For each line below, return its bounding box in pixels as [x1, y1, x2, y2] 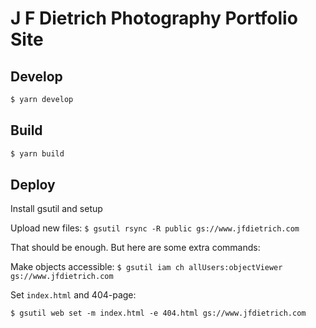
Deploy [10, 176, 56, 193]
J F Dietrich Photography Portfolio [10, 7, 298, 30]
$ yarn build [10, 148, 65, 159]
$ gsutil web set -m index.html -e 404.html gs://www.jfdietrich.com [10, 308, 307, 319]
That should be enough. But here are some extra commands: [10, 242, 261, 254]
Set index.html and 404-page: [10, 289, 137, 301]
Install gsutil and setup [10, 203, 103, 215]
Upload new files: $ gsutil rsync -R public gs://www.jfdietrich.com [10, 222, 300, 234]
